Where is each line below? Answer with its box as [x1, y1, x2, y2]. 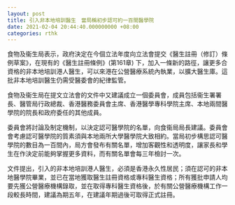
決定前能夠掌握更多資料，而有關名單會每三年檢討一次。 [25, 150, 185, 158]
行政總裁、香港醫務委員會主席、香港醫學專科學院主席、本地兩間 [37, 99, 222, 108]
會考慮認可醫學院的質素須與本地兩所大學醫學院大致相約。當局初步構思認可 [7, 132, 222, 141]
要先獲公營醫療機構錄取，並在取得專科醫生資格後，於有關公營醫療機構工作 [7, 182, 222, 190]
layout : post [7, 10, 45, 17]
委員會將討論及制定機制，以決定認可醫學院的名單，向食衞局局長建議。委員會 [7, 123, 228, 132]
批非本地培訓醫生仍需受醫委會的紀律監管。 [7, 76, 130, 85]
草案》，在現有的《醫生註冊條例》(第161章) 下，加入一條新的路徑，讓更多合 [13, 59, 228, 67]
